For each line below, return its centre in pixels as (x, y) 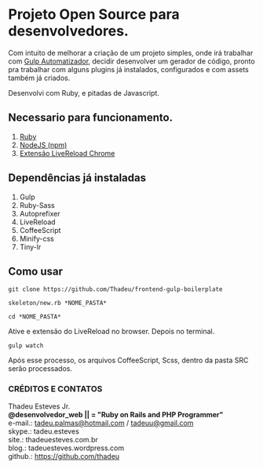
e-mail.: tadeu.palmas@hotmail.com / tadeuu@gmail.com (101, 423)
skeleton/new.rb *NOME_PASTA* (58, 304)
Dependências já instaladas (77, 178)
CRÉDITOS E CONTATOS (55, 389)
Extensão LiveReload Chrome (67, 153)
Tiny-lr (30, 247)
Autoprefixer (40, 213)
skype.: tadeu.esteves (44, 431)
